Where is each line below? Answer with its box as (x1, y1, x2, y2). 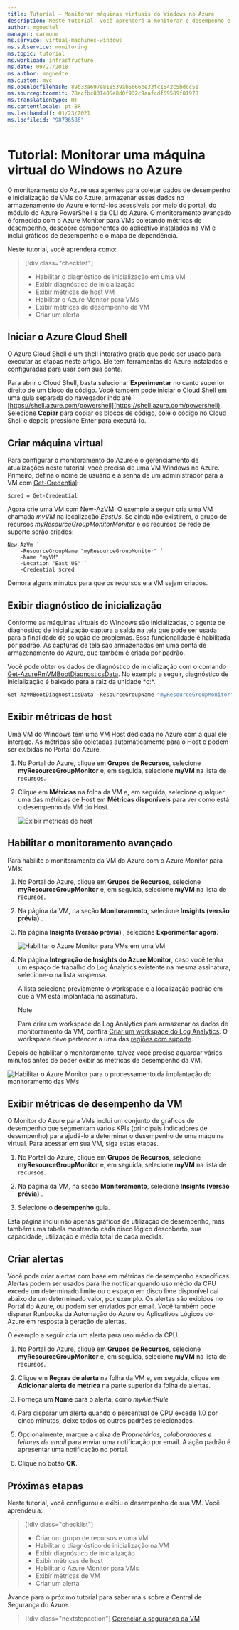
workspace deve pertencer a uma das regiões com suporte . (17, 1034, 193, 1043)
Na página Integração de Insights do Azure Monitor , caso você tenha (17, 955, 224, 964)
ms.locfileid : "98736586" (7, 116, 84, 123)
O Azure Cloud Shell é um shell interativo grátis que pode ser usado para (7, 349, 221, 358)
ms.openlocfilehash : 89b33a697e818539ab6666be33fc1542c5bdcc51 (7, 83, 199, 90)
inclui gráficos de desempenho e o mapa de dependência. (7, 231, 179, 239)
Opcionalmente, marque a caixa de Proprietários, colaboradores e (17, 1430, 212, 1439)
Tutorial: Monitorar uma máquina (7, 147, 206, 163)
